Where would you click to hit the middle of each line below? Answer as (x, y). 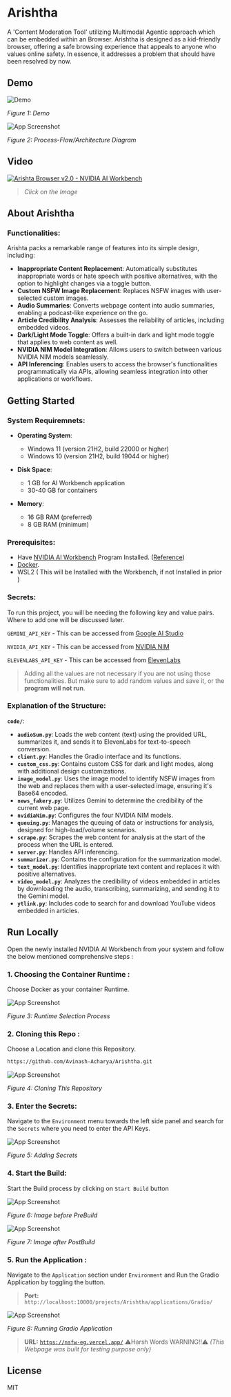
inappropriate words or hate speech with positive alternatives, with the (117, 276)
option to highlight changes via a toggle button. (84, 283)
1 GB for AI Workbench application (76, 482)
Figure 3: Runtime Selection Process (59, 1016)
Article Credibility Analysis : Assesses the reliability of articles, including (120, 320)
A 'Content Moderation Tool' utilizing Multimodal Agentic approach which (111, 32)
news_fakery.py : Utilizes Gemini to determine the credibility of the (110, 800)
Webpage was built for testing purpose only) (88, 1349)
